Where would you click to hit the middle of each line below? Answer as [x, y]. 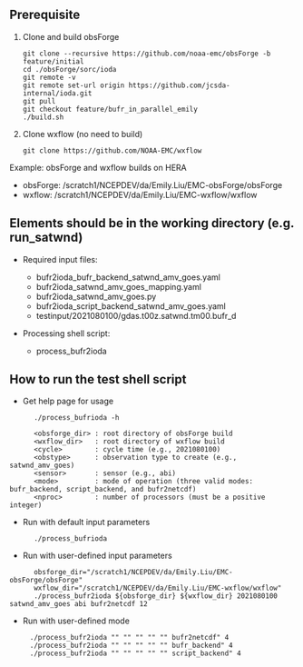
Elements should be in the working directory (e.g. [152, 223]
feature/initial [53, 61]
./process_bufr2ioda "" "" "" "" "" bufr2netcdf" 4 [129, 638]
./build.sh [43, 117]
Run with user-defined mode [76, 621]
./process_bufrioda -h [76, 418]
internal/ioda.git [57, 93]
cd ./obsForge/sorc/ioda [69, 69]
